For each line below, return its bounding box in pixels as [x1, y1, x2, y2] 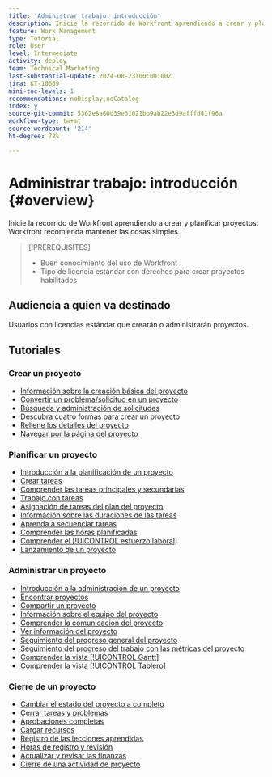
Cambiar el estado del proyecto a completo [19, 699, 164, 708]
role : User [8, 42, 45, 50]
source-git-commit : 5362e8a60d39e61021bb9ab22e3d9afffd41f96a [8, 110, 223, 118]
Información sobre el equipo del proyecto [19, 609, 159, 619]
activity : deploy [8, 57, 67, 65]
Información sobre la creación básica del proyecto [19, 386, 189, 396]
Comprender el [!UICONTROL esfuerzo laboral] [19, 536, 178, 546]
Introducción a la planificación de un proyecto [19, 467, 174, 477]
